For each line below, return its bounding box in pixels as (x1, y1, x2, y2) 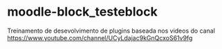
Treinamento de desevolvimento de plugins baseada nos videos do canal (7, 27, 216, 35)
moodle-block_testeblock (7, 4, 158, 20)
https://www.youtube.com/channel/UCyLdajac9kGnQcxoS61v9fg (7, 33, 193, 42)
